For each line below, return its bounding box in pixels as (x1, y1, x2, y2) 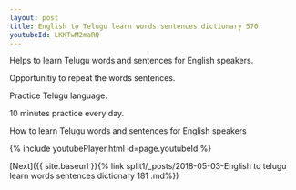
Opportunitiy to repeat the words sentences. (9, 73, 176, 84)
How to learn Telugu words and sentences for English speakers (9, 125, 248, 136)
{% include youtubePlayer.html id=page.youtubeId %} (9, 143, 212, 155)
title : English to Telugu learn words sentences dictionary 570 (9, 22, 259, 31)
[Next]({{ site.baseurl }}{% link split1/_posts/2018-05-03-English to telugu (9, 161, 287, 172)
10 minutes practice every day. (9, 108, 125, 119)
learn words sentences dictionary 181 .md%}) (9, 170, 179, 182)
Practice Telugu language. (9, 90, 107, 101)
